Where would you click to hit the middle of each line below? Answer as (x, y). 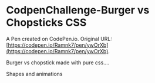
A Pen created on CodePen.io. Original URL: (59, 39)
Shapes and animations (34, 74)
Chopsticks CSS (46, 23)
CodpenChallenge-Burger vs (78, 10)
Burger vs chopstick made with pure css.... (58, 63)
